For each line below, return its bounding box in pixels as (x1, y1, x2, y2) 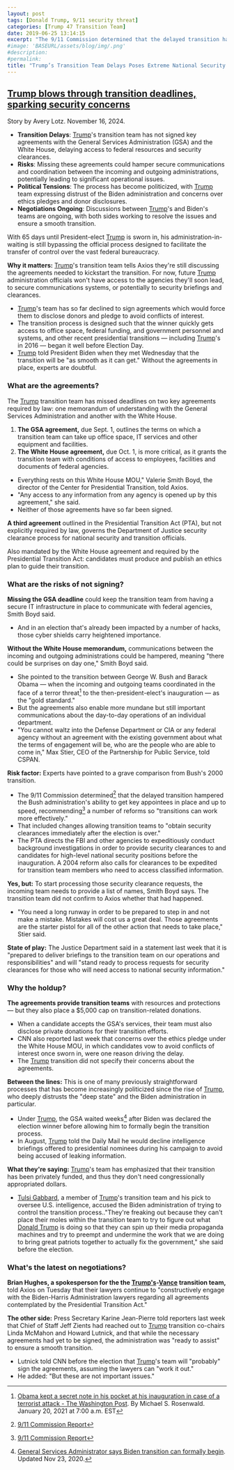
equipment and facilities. (17, 440, 88, 448)
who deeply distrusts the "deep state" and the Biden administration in (7, 1092, 207, 1101)
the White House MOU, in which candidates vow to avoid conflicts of (17, 1042, 214, 1051)
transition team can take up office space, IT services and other (17, 433, 198, 441)
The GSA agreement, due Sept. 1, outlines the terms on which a (17, 425, 201, 433)
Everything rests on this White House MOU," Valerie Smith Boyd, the (17, 475, 213, 484)
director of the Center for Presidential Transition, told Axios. (17, 483, 189, 491)
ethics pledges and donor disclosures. (17, 197, 127, 206)
